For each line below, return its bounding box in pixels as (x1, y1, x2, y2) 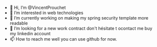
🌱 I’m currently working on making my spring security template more (9, 15, 149, 21)
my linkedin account (9, 31, 51, 36)
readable (9, 20, 28, 26)
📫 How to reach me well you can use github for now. (9, 36, 117, 42)
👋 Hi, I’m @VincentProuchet (9, 5, 66, 10)
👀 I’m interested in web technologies (9, 10, 83, 16)
